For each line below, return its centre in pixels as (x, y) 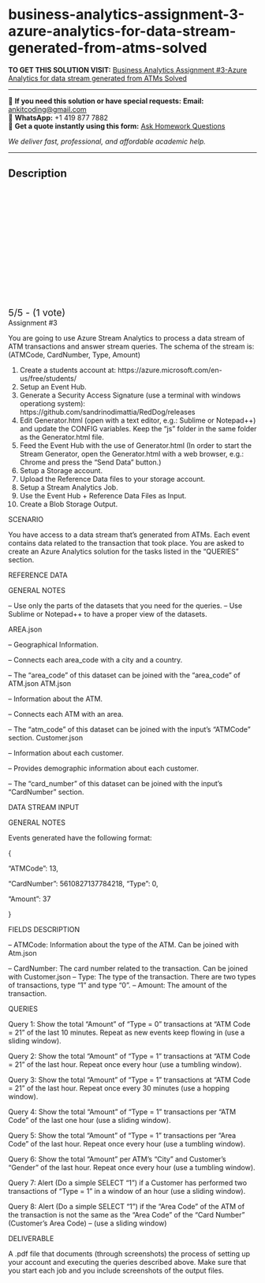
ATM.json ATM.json (40, 683)
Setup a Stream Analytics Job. (69, 487)
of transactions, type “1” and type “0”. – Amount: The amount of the (118, 985)
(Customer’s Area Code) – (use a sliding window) (88, 1223)
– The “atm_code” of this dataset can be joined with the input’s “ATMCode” (129, 729)
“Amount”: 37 (30, 899)
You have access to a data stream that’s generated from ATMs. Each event (129, 535)
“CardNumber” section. (46, 792)
